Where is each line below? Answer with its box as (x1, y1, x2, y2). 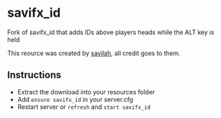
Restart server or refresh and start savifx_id (17, 103, 151, 111)
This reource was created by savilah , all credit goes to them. (7, 49, 181, 57)
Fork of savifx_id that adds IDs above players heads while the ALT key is (7, 28, 215, 36)
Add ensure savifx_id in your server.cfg (17, 95, 134, 103)
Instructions (7, 69, 61, 81)
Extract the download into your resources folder (17, 87, 155, 96)
